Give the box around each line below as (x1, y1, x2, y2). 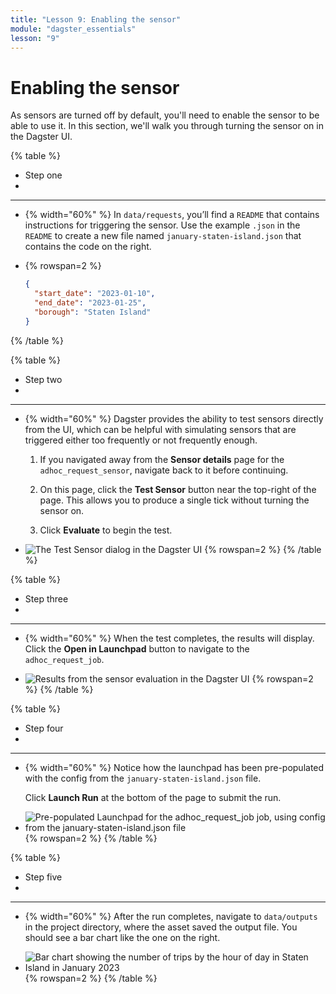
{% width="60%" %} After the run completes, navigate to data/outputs (24, 910, 318, 922)
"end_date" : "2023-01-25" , (34, 298, 147, 308)
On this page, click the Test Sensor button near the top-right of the (39, 483, 317, 495)
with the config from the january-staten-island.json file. (24, 772, 262, 784)
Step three (24, 592, 69, 605)
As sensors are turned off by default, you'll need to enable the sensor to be (10, 109, 320, 121)
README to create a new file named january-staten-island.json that (24, 230, 302, 242)
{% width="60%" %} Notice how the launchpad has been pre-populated (24, 761, 325, 773)
